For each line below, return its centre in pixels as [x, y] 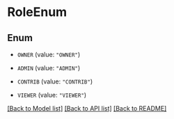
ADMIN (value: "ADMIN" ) [49, 68]
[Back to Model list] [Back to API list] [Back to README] [87, 108]
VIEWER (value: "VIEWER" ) [52, 95]
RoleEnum [37, 12]
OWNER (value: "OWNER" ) [49, 54]
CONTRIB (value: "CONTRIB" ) [55, 81]
